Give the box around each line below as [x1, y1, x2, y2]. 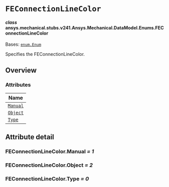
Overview [5, 66, 37, 75]
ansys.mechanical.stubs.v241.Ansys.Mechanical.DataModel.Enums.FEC [5, 24, 164, 30]
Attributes [5, 81, 31, 88]
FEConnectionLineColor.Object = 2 [5, 162, 93, 169]
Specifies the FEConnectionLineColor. [5, 51, 85, 57]
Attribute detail [5, 133, 54, 141]
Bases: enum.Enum [5, 41, 42, 47]
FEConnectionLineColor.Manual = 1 [5, 148, 94, 155]
